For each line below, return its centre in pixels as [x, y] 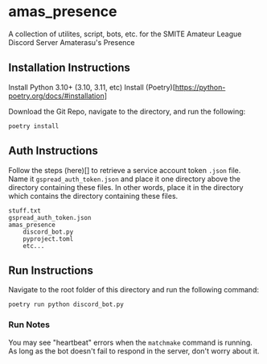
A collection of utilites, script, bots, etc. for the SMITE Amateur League [125, 34]
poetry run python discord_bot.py [66, 304]
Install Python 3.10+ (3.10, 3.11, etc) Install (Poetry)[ [92, 87]
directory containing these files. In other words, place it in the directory [126, 187]
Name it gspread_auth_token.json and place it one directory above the [125, 179]
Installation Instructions [70, 68]
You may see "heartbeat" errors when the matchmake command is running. [130, 342]
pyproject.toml [48, 239]
